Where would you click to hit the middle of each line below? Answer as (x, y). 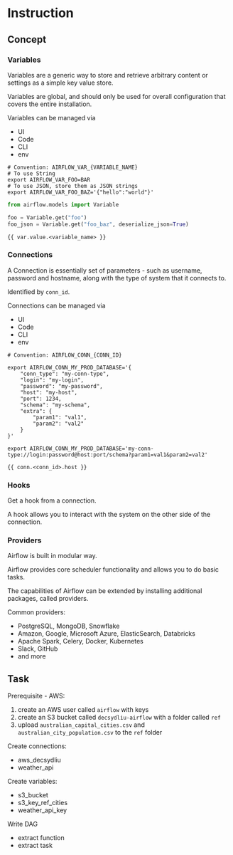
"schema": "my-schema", (55, 405)
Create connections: (37, 746)
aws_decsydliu (39, 760)
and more (32, 656)
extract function (41, 838)
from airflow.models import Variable (63, 204)
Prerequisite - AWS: (36, 696)
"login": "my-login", (52, 380)
